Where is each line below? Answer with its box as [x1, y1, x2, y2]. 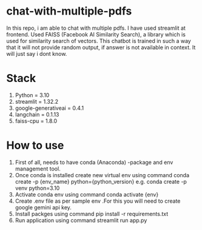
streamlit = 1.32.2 [15, 98, 59, 105]
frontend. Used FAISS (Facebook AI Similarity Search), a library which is [6, 30, 186, 38]
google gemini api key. [15, 203, 72, 211]
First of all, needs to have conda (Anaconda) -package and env [15, 158, 173, 166]
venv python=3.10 [15, 184, 60, 192]
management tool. [15, 165, 61, 172]
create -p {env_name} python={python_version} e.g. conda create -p [15, 178, 187, 185]
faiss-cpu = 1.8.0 [15, 117, 58, 124]
